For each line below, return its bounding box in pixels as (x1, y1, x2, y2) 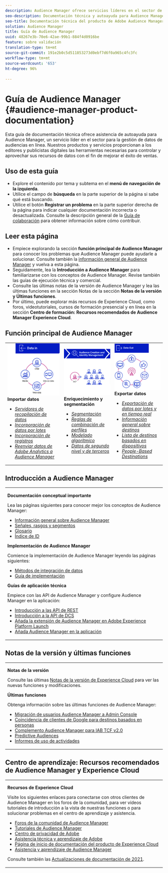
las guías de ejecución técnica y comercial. (12, 277, 101, 283)
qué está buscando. (12, 196, 54, 202)
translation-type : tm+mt (5, 45, 57, 50)
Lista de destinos (121, 432, 157, 438)
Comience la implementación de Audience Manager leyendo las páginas (7, 553, 156, 559)
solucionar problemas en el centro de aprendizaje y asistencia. (7, 810, 136, 816)
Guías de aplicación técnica (7, 583, 66, 589)
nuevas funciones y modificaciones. (7, 682, 81, 688)
